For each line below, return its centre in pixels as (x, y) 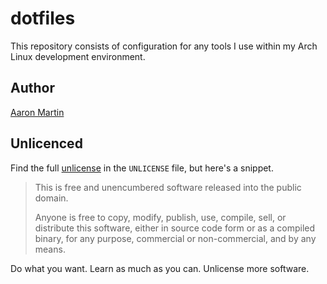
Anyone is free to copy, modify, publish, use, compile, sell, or (160, 217)
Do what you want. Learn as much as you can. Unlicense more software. (160, 268)
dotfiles (43, 18)
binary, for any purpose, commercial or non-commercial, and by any (175, 238)
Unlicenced (46, 143)
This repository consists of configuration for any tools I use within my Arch (164, 46)
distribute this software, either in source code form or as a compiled (175, 228)
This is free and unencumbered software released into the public (168, 187)
